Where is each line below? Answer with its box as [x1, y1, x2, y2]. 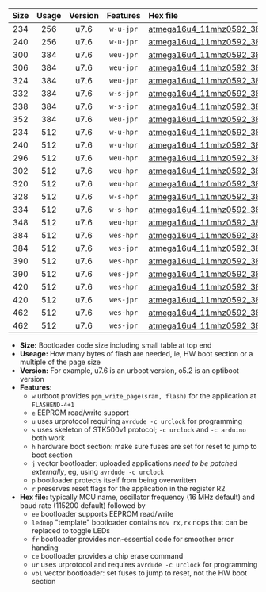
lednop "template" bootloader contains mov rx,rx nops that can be [31, 517, 248, 527]
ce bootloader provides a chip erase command [31, 552, 184, 560]
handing [31, 543, 59, 552]
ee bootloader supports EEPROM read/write [31, 509, 174, 518]
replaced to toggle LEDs [31, 526, 111, 535]
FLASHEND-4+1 [31, 401, 75, 409]
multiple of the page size [19, 357, 101, 367]
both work [31, 433, 66, 443]
